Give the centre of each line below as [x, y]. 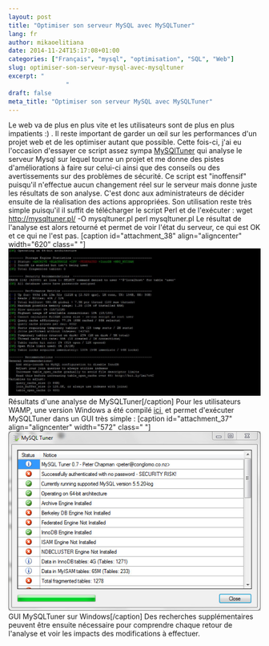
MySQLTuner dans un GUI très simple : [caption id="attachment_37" [120, 419]
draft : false [30, 93]
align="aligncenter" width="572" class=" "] [80, 427]
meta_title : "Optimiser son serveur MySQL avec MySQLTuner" [111, 101]
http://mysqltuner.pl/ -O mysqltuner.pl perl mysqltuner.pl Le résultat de [125, 219]
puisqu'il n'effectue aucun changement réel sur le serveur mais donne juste [133, 185]
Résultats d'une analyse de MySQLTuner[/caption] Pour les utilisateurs [125, 402]
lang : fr [23, 34]
